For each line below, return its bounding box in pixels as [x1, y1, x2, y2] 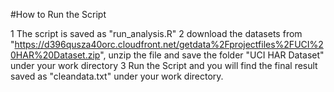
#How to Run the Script [10, 9, 107, 20]
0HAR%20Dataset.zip [10, 49, 101, 61]
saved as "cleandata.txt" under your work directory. [10, 70, 224, 82]
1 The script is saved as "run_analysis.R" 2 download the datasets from [10, 28, 303, 39]
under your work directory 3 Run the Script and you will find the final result [10, 60, 318, 71]
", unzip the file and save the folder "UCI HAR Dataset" [99, 49, 325, 61]
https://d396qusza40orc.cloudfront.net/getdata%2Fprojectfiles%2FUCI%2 [14, 39, 324, 50]
